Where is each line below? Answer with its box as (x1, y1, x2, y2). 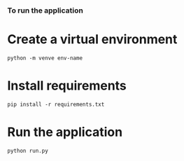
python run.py (7, 147, 49, 154)
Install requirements (7, 78, 127, 94)
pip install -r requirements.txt (7, 101, 105, 108)
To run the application (7, 6, 84, 15)
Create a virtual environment (7, 31, 178, 48)
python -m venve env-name (7, 55, 83, 62)
